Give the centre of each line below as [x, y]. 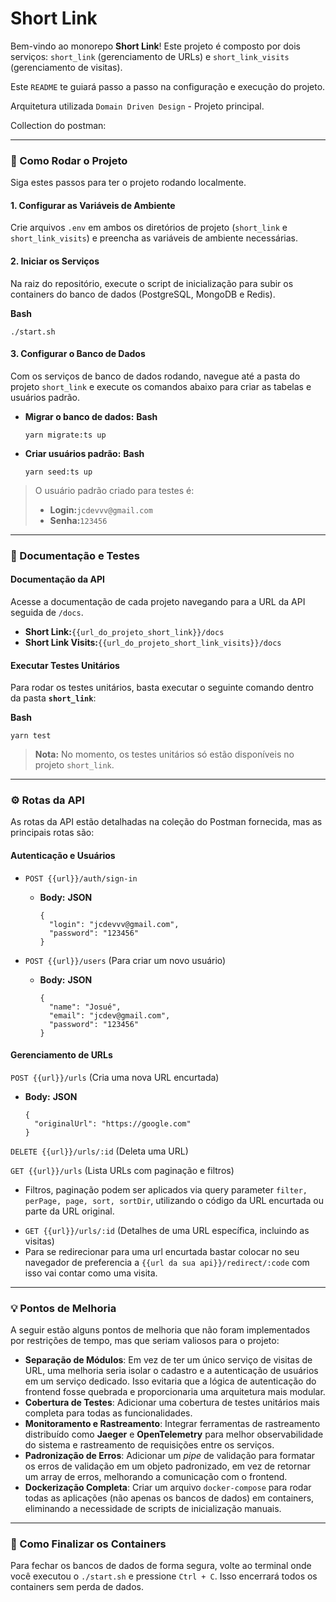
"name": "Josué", [85, 1007]
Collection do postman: [58, 125]
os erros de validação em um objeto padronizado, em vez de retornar [167, 1466]
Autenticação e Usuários [63, 856]
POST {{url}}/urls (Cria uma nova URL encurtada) [115, 1077]
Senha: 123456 [78, 520]
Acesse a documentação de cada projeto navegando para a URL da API [158, 601]
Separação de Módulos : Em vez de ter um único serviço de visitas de [168, 1360]
